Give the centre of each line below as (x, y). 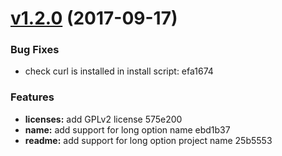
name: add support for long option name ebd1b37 (127, 129)
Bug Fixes (35, 50)
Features (32, 97)
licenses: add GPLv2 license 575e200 (103, 119)
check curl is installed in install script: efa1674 (119, 71)
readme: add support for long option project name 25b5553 (148, 140)
